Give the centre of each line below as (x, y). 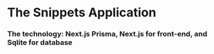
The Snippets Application (82, 13)
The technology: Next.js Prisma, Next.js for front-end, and (107, 34)
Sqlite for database (40, 42)
